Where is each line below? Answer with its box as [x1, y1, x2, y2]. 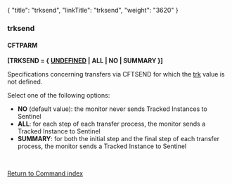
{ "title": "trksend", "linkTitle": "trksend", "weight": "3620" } [7, 6, 179, 14]
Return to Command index [7, 169, 83, 178]
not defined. [7, 77, 43, 86]
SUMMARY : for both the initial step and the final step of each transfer [17, 135, 220, 143]
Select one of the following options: [7, 91, 110, 100]
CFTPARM [7, 41, 38, 49]
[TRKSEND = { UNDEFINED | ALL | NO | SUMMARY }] [7, 56, 163, 65]
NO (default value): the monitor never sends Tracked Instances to [17, 105, 207, 113]
